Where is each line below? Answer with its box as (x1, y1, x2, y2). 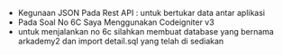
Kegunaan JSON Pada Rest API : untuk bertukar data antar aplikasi (17, 8, 266, 18)
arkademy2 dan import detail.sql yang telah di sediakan (17, 35, 224, 46)
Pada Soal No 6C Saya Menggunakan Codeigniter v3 (17, 17, 215, 27)
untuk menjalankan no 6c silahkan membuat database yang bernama (17, 27, 275, 36)
